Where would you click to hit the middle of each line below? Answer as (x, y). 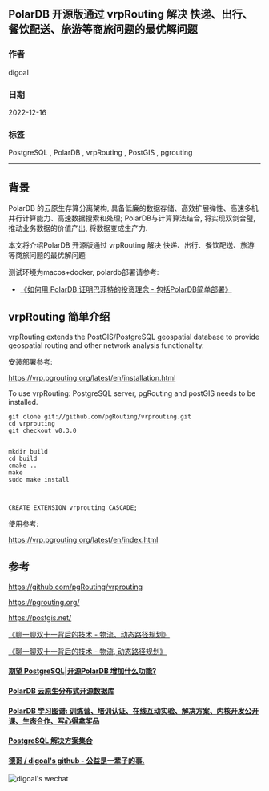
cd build (23, 458)
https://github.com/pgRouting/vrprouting (75, 587)
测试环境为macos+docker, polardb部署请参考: (84, 272)
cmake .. (23, 466)
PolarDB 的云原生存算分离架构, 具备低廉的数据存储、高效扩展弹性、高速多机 (133, 208)
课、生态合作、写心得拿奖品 (54, 720)
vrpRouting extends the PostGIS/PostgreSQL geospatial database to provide (134, 337)
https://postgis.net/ (40, 617)
